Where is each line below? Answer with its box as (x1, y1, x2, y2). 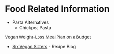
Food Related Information (5, 3, 110, 15)
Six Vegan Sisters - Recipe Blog (12, 43, 76, 49)
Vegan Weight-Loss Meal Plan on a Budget (5, 34, 91, 40)
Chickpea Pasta (19, 24, 51, 30)
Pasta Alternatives (12, 19, 49, 25)
